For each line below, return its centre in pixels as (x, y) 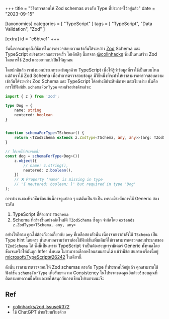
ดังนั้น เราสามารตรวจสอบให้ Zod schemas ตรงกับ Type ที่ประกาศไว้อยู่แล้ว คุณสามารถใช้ (82, 267)
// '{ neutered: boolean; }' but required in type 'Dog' (75, 184)
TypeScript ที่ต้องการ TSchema (40, 214)
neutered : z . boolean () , (48, 170)
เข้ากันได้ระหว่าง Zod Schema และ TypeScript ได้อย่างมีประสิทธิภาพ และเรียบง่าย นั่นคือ (82, 81)
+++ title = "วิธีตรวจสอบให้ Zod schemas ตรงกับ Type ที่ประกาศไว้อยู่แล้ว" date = (80, 8)
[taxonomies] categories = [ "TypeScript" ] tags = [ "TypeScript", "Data (79, 24)
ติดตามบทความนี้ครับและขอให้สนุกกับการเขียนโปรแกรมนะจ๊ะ (55, 278)
